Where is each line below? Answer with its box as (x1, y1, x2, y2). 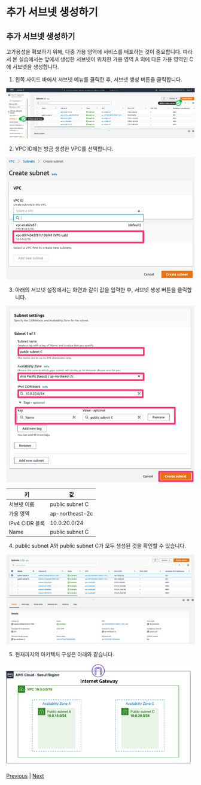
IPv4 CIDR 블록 (8, 519, 45, 527)
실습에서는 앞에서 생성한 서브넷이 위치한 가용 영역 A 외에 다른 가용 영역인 (19, 56, 188, 63)
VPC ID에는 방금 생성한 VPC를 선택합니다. (14, 145, 114, 153)
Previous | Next (6, 772, 44, 780)
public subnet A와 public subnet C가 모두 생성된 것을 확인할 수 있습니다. (14, 542, 187, 550)
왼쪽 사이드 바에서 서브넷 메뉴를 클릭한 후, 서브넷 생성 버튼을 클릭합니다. (14, 76, 182, 83)
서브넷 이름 (8, 501, 35, 508)
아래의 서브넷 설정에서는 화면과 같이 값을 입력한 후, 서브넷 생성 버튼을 (14, 286, 176, 293)
